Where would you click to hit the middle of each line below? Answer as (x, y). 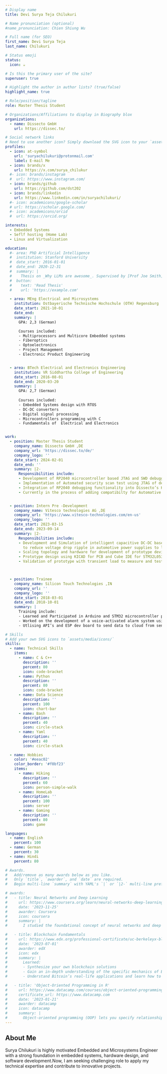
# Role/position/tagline (31, 101)
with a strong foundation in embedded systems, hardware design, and (77, 1055)
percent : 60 (36, 783)
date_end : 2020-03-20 (36, 382)
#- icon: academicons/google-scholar (49, 203)
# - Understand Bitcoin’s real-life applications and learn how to (83, 976)
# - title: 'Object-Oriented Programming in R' (58, 985)
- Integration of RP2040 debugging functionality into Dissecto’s (88, 488)
